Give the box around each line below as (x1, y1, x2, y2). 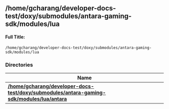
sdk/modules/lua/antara (8, 95, 67, 102)
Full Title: (5, 34, 25, 40)
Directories (5, 61, 33, 68)
